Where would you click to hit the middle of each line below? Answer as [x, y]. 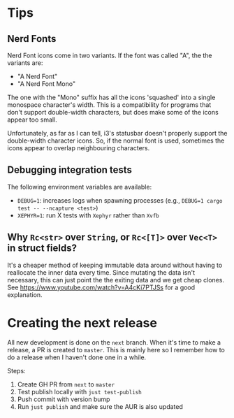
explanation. [25, 294]
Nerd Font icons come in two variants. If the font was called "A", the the [110, 55]
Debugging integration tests [70, 170]
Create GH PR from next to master [66, 384]
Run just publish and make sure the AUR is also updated [100, 406]
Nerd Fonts [32, 39]
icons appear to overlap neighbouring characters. [79, 148]
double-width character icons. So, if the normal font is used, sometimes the [116, 140]
